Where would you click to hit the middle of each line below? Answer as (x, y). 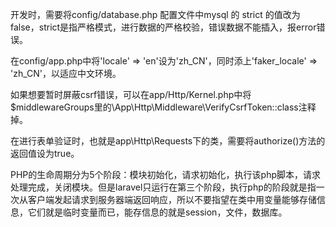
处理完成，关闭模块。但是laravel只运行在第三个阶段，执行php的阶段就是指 (163, 187)
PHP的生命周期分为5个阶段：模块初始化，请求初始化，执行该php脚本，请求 (166, 174)
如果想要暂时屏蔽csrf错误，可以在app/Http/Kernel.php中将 (131, 94)
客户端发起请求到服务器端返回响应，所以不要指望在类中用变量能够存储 (172, 199)
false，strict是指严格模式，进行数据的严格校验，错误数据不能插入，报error (163, 27)
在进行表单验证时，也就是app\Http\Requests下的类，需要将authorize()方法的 (168, 141)
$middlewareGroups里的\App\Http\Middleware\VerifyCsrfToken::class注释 (163, 107)
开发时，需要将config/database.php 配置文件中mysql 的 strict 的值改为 (155, 14)
